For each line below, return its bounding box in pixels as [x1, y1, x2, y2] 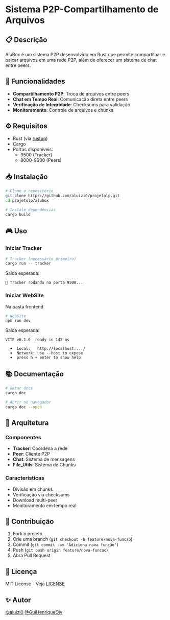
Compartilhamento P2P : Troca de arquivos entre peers [12, 90, 130, 97]
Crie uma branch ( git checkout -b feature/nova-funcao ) [12, 536, 133, 542]
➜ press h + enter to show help [10, 355, 81, 361]
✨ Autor [5, 595, 31, 604]
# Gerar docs [5, 386, 33, 391]
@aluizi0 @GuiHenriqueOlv [5, 609, 63, 615]
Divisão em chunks [12, 486, 53, 492]
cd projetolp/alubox [5, 198, 50, 203]
